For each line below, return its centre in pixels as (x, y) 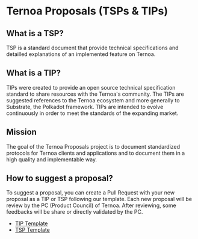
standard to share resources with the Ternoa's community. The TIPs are (95, 94)
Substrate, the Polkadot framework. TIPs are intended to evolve (85, 107)
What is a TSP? (35, 33)
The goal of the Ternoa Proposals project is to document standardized (93, 146)
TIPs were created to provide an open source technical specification (91, 87)
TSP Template (32, 230)
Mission (22, 132)
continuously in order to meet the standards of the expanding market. (92, 113)
